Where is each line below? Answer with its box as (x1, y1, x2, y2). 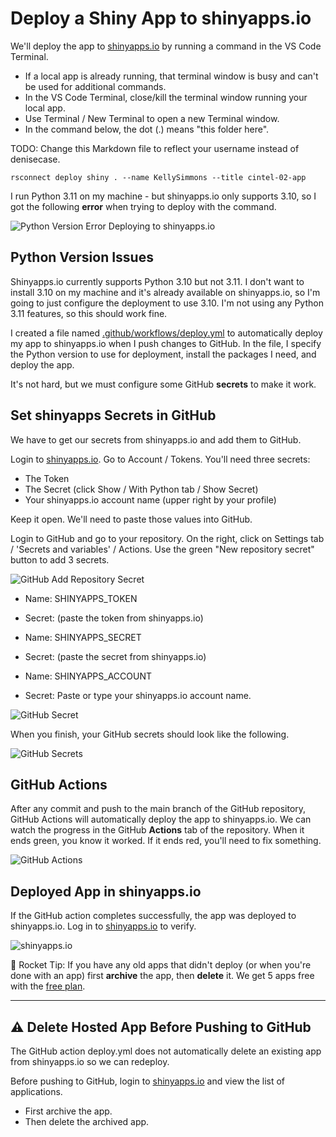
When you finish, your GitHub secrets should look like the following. (10, 728, 290, 740)
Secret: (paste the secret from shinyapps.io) (24, 650, 207, 662)
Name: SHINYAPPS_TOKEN (24, 592, 138, 604)
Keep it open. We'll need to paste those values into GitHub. (10, 513, 253, 525)
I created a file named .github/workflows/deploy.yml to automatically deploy (10, 327, 323, 339)
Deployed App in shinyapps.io (10, 883, 202, 900)
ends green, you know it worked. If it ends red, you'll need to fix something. (10, 835, 322, 847)
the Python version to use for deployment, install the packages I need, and (10, 348, 317, 360)
